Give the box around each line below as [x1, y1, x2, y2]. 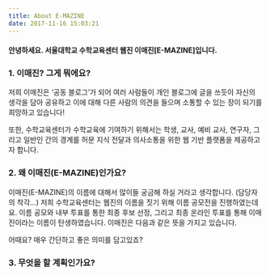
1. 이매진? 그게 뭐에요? [8, 68, 91, 79]
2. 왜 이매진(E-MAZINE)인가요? [8, 167, 127, 179]
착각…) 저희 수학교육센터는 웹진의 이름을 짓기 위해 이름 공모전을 [16, 197, 218, 207]
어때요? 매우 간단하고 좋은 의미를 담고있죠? [8, 235, 143, 244]
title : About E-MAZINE [8, 11, 85, 20]
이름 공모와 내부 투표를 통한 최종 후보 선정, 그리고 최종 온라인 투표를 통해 [19, 207, 247, 217]
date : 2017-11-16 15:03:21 [8, 19, 99, 27]
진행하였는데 [219, 197, 259, 207]
